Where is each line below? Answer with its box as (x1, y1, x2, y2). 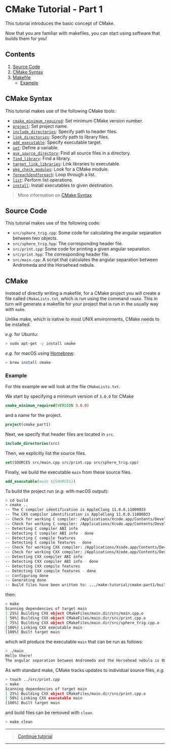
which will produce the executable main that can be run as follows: (5, 639, 143, 645)
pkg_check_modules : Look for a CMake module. (12, 166, 109, 172)
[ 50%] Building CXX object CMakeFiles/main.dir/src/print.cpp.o (5, 615, 146, 620)
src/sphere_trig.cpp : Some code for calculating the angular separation (12, 230, 161, 236)
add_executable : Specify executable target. (12, 139, 102, 145)
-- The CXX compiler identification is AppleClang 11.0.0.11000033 (5, 512, 151, 517)
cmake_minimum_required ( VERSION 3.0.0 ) (5, 403, 90, 408)
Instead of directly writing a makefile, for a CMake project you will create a (5, 290, 160, 297)
